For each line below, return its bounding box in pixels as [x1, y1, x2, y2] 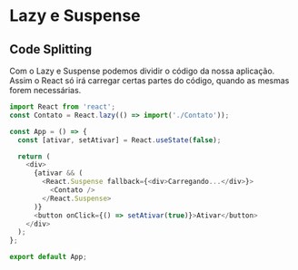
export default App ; [9, 253, 88, 262]
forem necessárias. [9, 85, 82, 95]
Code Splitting [9, 42, 93, 57]
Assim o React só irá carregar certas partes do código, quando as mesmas [9, 75, 290, 86]
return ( [17, 151, 51, 161]
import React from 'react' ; [9, 102, 116, 111]
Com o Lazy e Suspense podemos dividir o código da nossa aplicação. [9, 65, 275, 76]
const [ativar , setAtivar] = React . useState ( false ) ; [17, 135, 222, 145]
